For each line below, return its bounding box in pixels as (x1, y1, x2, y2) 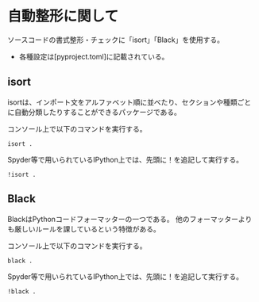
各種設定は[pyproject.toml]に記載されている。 (18, 52, 169, 61)
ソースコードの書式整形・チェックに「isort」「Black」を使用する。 (7, 35, 224, 44)
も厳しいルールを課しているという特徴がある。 (7, 224, 160, 234)
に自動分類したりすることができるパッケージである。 (7, 107, 182, 117)
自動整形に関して (7, 7, 119, 25)
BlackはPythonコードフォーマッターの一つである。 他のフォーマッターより (7, 214, 253, 224)
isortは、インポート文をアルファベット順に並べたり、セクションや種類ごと (7, 97, 252, 107)
